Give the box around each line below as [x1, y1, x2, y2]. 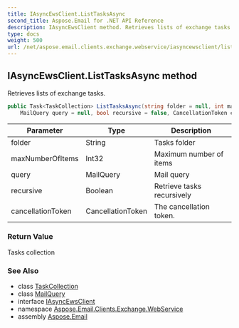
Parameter [26, 125, 63, 135]
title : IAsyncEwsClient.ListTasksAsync [7, 10, 126, 18]
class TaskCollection [17, 282, 78, 291]
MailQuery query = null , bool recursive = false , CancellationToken [20, 109, 228, 116]
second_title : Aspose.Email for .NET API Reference [7, 17, 164, 24]
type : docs [7, 30, 40, 38]
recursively [154, 190, 192, 200]
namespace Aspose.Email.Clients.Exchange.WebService [17, 304, 184, 314]
